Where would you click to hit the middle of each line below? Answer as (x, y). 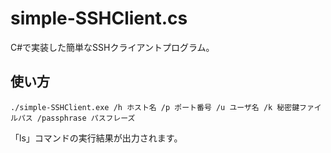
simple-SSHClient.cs (99, 18)
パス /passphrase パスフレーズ (76, 118)
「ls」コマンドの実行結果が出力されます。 (96, 138)
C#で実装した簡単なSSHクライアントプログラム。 (112, 47)
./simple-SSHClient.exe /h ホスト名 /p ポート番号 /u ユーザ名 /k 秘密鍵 (155, 107)
